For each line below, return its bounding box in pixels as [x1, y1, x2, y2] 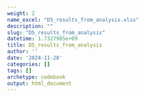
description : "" [7, 23, 53, 29]
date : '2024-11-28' [7, 55, 63, 61]
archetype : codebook [7, 73, 66, 81]
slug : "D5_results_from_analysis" [7, 29, 106, 36]
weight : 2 [7, 10, 36, 17]
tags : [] [7, 67, 32, 74]
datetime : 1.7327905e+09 [7, 36, 78, 42]
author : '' [7, 48, 38, 55]
